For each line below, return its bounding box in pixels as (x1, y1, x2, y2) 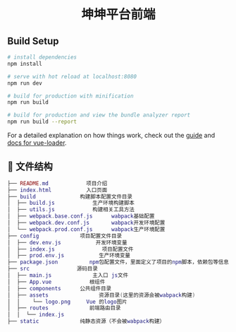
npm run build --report (7, 118, 77, 126)
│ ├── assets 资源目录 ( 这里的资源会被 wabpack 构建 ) (7, 291, 196, 299)
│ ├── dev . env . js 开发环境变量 (7, 239, 128, 246)
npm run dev (7, 79, 42, 87)
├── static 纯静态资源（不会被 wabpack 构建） (7, 318, 166, 325)
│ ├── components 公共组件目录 (7, 285, 112, 292)
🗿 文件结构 (7, 160, 53, 173)
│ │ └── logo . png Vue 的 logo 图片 (7, 298, 128, 305)
